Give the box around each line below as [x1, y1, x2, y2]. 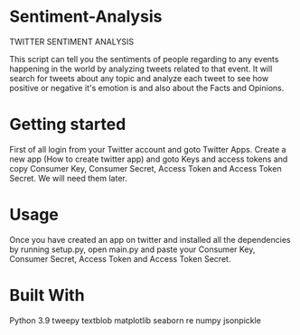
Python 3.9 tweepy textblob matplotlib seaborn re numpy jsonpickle [9, 314, 262, 326]
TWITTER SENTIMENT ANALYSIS [9, 36, 134, 47]
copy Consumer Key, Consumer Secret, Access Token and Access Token [9, 163, 282, 173]
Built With [9, 285, 85, 305]
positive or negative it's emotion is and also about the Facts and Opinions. [9, 82, 285, 93]
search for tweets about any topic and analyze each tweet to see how [9, 72, 269, 83]
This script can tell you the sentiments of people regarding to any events [9, 53, 279, 64]
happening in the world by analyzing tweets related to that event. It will [9, 63, 273, 74]
